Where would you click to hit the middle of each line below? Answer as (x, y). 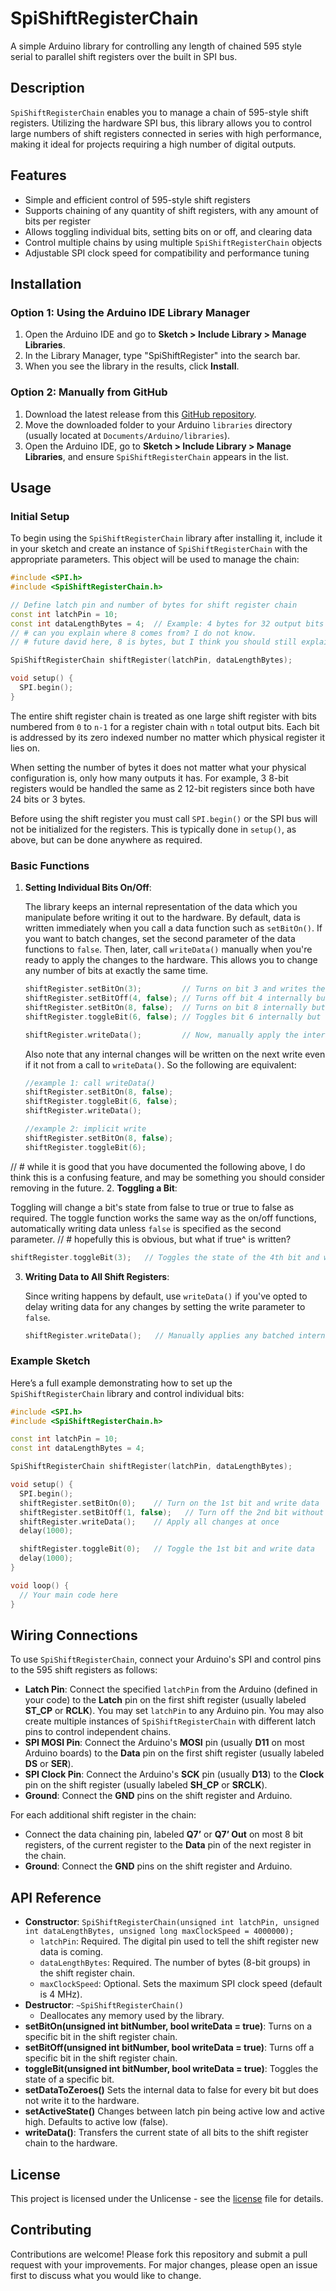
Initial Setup (40, 516)
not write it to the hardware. (82, 2101)
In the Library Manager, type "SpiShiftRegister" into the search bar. (162, 356)
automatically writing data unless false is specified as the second (146, 1228)
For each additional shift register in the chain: (103, 1815)
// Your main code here (68, 1595)
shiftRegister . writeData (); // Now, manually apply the (161, 1035)
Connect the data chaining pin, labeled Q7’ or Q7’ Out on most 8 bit (164, 1834)
